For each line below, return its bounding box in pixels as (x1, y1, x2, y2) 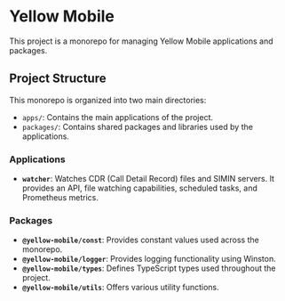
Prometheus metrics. (21, 192, 99, 203)
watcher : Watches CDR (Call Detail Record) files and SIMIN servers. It (21, 174, 275, 184)
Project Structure (9, 71, 107, 86)
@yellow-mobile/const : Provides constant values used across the (21, 234, 259, 246)
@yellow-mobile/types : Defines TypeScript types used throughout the (21, 263, 276, 273)
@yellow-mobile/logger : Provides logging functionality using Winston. (21, 254, 277, 264)
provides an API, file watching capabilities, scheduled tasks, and (21, 183, 257, 193)
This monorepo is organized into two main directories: (9, 94, 207, 105)
